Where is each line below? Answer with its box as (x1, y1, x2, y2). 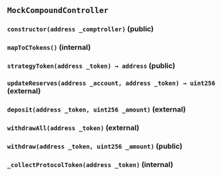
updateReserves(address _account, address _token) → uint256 (7, 79, 216, 88)
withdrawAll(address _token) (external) (7, 123, 140, 132)
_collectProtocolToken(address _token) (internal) (7, 160, 173, 169)
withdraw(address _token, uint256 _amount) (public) (7, 141, 183, 151)
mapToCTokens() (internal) (7, 42, 91, 52)
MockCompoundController (7, 5, 109, 16)
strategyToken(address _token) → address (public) (7, 61, 176, 71)
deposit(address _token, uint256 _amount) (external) (7, 105, 186, 114)
